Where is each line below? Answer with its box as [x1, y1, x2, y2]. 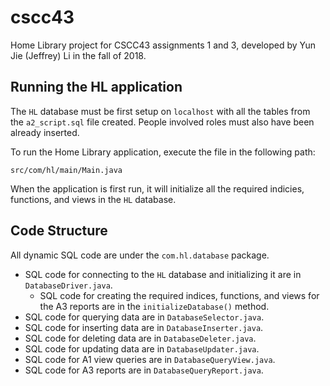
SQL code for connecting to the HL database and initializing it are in [24, 268, 302, 280]
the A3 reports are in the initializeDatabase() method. [39, 300, 270, 312]
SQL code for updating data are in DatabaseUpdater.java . [24, 342, 260, 355]
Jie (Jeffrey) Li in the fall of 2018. [10, 49, 147, 61]
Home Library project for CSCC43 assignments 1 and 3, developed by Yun [10, 39, 316, 51]
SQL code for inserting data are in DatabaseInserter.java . [24, 321, 264, 333]
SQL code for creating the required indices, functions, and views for [39, 289, 320, 301]
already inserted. [10, 126, 80, 138]
